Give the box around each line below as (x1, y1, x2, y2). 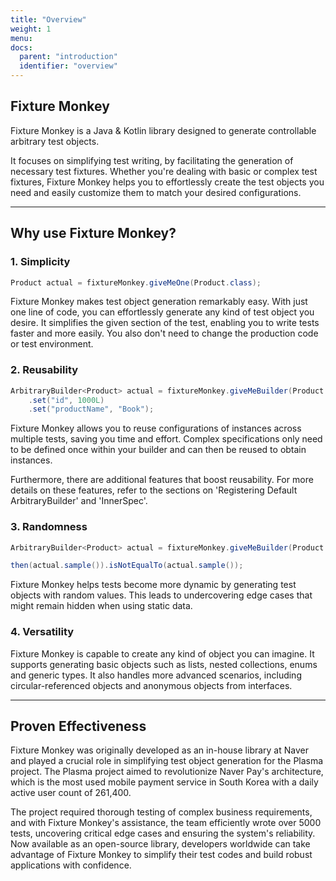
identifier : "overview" (19, 61, 118, 71)
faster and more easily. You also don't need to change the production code (10, 327, 319, 340)
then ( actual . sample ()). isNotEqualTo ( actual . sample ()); (10, 561, 244, 571)
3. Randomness (10, 520, 88, 534)
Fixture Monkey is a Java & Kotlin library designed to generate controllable (10, 124, 317, 136)
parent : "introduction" (19, 52, 118, 62)
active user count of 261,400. (10, 787, 132, 799)
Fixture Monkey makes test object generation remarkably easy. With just (10, 296, 308, 308)
